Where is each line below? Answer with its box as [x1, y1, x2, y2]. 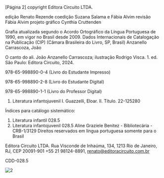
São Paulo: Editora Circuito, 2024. [5, 60, 74, 65]
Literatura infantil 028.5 [12, 117, 60, 123]
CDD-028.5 [5, 158, 29, 164]
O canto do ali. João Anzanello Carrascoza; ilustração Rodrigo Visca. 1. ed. [5, 54, 158, 60]
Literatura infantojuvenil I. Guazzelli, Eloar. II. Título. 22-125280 [12, 98, 140, 104]
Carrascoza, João [5, 45, 42, 50]
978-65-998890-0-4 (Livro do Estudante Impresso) [5, 69, 110, 75]
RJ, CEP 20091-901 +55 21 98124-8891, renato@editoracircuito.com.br [5, 148, 150, 154]
